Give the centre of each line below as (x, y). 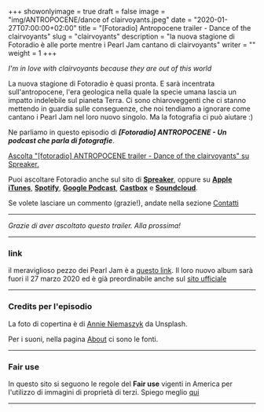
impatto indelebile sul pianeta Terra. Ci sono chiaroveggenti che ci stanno (127, 100)
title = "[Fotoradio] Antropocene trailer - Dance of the (165, 28)
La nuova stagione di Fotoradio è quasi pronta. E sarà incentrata (112, 83)
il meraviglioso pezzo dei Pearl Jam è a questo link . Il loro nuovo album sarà (131, 270)
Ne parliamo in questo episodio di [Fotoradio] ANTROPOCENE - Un (117, 132)
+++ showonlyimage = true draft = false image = (87, 11)
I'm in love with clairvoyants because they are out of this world (110, 68)
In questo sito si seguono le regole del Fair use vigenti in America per (121, 384)
